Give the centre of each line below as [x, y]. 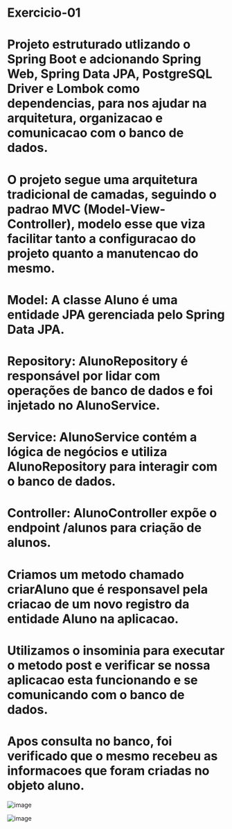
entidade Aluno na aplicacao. [93, 619]
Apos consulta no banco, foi [90, 741]
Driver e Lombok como [74, 89]
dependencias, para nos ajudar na [107, 104]
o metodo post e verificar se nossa [109, 665]
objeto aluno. [46, 785]
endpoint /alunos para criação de [105, 528]
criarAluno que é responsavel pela [108, 589]
